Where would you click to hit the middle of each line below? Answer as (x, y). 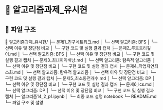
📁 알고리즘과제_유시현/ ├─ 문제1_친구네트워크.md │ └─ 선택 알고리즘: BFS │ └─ (81, 42)
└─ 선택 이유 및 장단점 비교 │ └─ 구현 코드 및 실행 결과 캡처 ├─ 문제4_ (72, 66)
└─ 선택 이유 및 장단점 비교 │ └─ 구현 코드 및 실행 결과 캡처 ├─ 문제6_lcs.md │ (80, 84)
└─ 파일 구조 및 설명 (24, 102)
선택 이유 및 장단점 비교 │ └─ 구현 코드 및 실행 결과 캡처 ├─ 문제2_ (68, 48)
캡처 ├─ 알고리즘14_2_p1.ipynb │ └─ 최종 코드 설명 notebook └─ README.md (81, 96)
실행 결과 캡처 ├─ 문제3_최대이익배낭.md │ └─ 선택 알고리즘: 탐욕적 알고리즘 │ (80, 60)
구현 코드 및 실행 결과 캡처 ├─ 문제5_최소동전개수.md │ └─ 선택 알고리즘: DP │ (80, 78)
